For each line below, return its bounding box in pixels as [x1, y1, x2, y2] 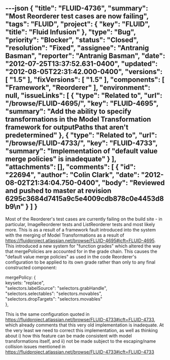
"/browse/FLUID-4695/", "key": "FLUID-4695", [5, 99, 159, 108]
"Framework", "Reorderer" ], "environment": [5, 83, 151, 92]
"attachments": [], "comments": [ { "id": [5, 162, 136, 172]
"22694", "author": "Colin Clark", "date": [5, 171, 140, 179]
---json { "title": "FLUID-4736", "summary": [5, 4, 148, 13]
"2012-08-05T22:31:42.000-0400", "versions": [5, 68, 163, 76]
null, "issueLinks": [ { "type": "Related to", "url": [5, 91, 162, 100]
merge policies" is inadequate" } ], [5, 155, 117, 163]
